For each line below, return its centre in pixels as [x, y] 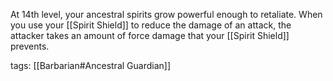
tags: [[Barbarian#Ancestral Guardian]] [90, 65]
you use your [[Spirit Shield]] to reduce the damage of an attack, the [151, 25]
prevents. [30, 46]
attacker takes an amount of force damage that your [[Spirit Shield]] [150, 35]
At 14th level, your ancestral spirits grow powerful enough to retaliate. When [166, 14]
